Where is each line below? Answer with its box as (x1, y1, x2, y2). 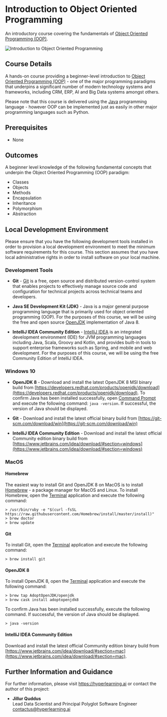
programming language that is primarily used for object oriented (12, 309, 144, 315)
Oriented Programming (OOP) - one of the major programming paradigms (5, 78, 156, 84)
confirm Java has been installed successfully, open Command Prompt (12, 395, 156, 401)
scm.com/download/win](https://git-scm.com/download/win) (12, 420, 138, 426)
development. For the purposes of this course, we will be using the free (12, 350, 159, 356)
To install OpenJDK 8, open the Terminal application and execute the (5, 578, 146, 584)
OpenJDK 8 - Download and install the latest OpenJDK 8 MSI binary (12, 379, 153, 385)
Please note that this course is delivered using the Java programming (5, 98, 147, 104)
